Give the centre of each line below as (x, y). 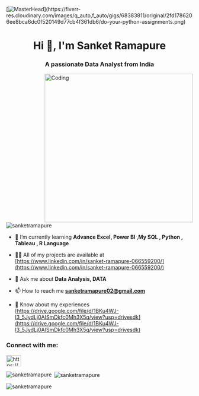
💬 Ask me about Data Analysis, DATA (60, 279)
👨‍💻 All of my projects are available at (60, 255)
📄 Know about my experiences (52, 305)
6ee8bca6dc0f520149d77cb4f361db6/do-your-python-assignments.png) (96, 22)
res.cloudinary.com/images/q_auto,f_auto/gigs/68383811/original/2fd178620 (99, 15)
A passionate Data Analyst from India (99, 64)
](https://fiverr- (62, 9)
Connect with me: (32, 346)
